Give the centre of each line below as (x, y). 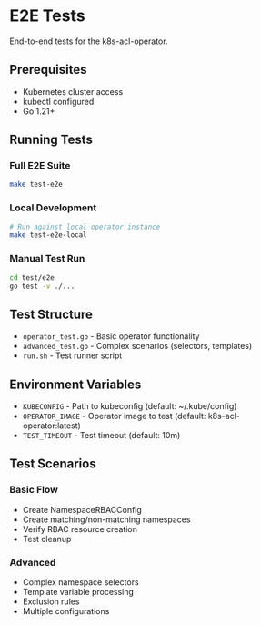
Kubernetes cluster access (73, 91)
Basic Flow (34, 490)
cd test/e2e (32, 277)
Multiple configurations (66, 611)
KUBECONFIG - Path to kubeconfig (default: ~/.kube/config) (130, 406)
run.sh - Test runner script (72, 355)
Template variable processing (78, 592)
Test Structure (51, 314)
